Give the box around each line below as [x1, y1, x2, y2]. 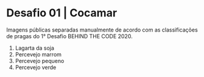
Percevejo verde [15, 64, 57, 71]
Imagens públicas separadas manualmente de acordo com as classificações [6, 26, 198, 33]
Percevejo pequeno [15, 57, 65, 64]
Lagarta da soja [15, 44, 55, 52]
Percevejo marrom [15, 50, 62, 58]
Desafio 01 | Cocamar [6, 6, 118, 20]
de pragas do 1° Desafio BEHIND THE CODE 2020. [6, 32, 133, 39]
